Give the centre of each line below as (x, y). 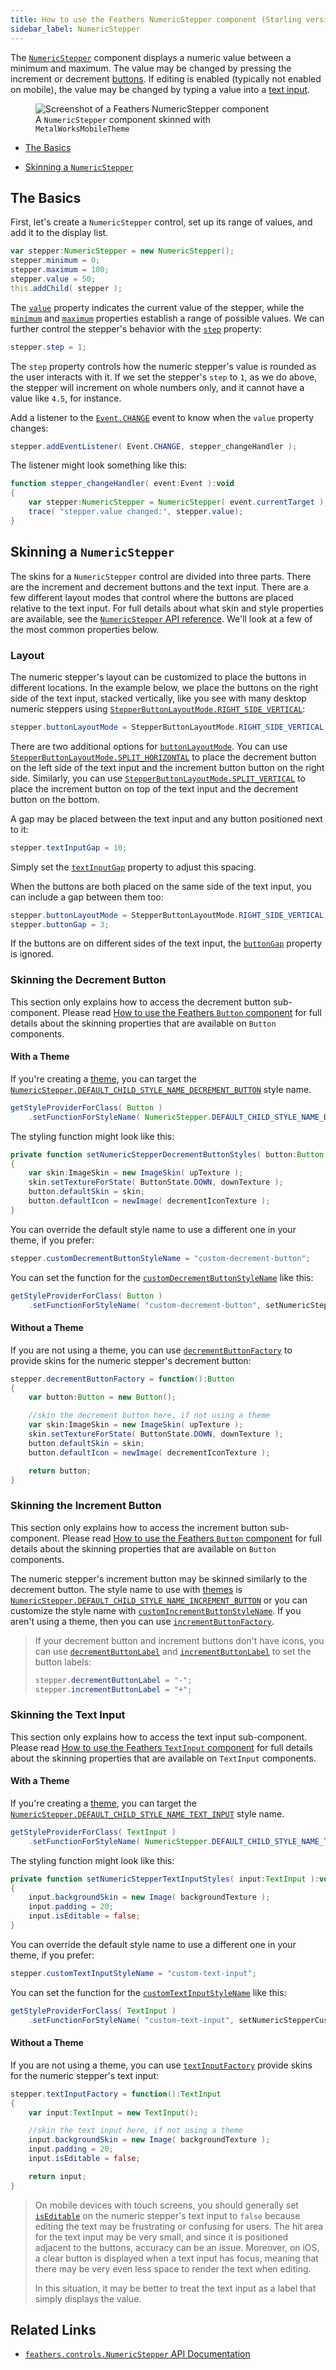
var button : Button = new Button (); (102, 1397)
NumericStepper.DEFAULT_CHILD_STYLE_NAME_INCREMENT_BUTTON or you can (159, 1600)
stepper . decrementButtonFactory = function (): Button (122, 1379)
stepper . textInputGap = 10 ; (69, 847)
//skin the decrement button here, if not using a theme (149, 1416)
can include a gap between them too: (87, 897)
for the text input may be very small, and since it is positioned (161, 2237)
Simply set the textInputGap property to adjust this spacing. (133, 867)
